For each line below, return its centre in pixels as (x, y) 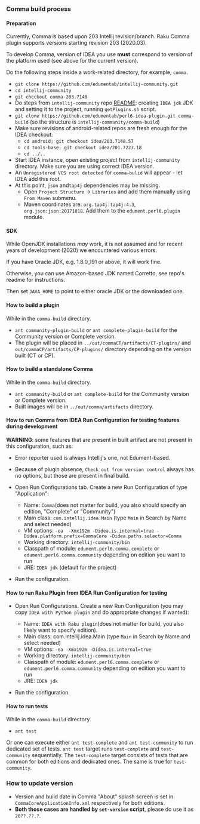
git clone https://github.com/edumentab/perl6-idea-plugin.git (95, 116)
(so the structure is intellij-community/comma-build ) (95, 122)
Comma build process (39, 9)
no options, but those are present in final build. (72, 475)
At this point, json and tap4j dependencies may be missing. (87, 185)
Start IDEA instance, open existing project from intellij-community (97, 160)
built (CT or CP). (35, 355)
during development (32, 426)
